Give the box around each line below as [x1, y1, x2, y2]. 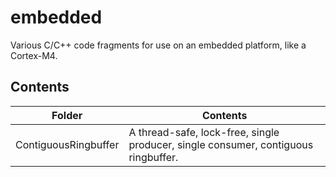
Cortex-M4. [10, 49, 58, 61]
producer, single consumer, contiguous [128, 137, 314, 151]
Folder [51, 108, 83, 122]
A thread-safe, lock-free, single [128, 125, 280, 139]
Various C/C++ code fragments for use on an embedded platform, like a [10, 39, 307, 51]
